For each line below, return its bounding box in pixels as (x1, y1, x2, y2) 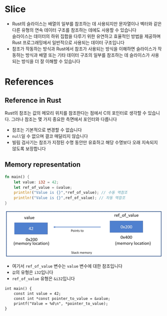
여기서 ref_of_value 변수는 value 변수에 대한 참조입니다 (12, 263, 123, 269)
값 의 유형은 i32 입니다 (12, 269, 54, 275)
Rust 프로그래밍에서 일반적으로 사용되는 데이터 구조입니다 (12, 39, 125, 46)
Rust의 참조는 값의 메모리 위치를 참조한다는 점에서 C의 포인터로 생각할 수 (5, 110, 147, 116)
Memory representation (5, 160, 81, 169)
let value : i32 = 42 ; (14, 179, 59, 185)
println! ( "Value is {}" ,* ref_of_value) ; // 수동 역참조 (14, 190, 128, 195)
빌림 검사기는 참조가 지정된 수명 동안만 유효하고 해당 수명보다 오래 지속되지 (12, 139, 158, 145)
